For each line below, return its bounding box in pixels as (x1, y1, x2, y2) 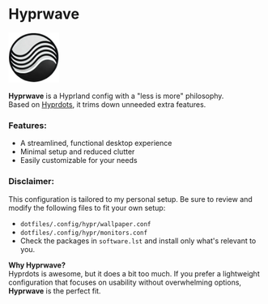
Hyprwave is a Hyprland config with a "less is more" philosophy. (8, 91, 224, 101)
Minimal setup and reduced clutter (19, 147, 135, 156)
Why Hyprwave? (8, 260, 66, 270)
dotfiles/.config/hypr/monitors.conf (19, 229, 148, 237)
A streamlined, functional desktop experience (19, 139, 172, 148)
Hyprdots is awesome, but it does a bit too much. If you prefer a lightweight (8, 268, 261, 278)
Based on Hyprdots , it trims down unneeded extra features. (8, 99, 206, 109)
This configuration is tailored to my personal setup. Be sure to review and (8, 194, 253, 203)
